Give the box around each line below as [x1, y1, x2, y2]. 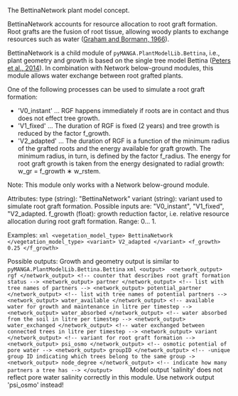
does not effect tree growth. [17, 114, 100, 122]
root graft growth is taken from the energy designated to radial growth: [17, 159, 225, 168]
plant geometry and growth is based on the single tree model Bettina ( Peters [7, 56, 231, 65]
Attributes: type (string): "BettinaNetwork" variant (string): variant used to [7, 195, 222, 203]
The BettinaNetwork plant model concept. [7, 6, 130, 14]
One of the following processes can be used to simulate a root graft [7, 85, 205, 93]
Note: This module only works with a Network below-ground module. [7, 181, 210, 189]
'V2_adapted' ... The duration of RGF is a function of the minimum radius [17, 137, 230, 145]
